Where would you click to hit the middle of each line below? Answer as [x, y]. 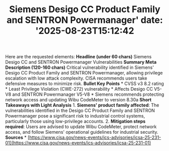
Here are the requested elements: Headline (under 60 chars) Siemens [78, 57]
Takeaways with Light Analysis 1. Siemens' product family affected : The [82, 105]
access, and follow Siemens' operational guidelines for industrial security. [82, 132]
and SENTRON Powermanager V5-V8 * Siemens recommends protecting [88, 94]
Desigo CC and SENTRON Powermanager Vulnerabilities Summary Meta [81, 62]
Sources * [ [17, 137]
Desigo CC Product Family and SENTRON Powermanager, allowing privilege [84, 73]
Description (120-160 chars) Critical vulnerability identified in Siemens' [80, 67]
